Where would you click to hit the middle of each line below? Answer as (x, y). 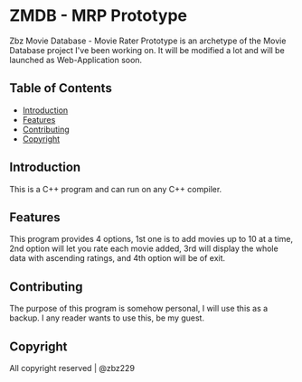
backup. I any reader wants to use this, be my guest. (107, 318)
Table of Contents (61, 88)
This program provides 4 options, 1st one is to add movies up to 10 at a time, (151, 239)
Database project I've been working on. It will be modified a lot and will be (147, 50)
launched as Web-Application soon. (76, 60)
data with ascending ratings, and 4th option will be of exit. (118, 258)
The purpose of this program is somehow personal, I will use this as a (139, 309)
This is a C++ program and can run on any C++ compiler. (116, 189)
